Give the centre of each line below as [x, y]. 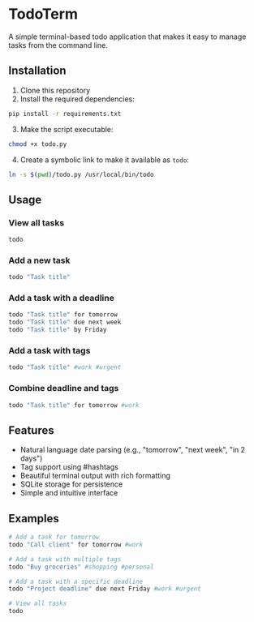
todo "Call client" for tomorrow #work [76, 544]
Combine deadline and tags [64, 388]
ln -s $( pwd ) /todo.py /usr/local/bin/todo [81, 174]
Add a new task [39, 260]
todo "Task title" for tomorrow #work [74, 405]
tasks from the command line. [58, 45]
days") [31, 458]
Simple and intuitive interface [69, 493]
